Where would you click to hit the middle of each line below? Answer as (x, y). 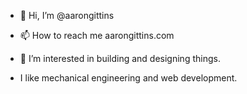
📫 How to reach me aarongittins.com (97, 35)
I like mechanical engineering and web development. (128, 78)
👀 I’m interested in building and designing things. (120, 58)
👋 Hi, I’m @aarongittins (67, 15)
